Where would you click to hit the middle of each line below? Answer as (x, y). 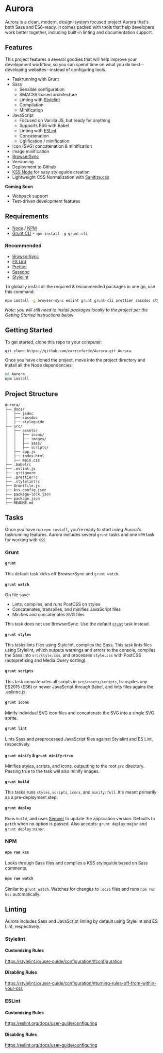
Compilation (31, 104)
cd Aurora (15, 374)
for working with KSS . (26, 539)
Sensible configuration (42, 89)
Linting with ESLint (38, 130)
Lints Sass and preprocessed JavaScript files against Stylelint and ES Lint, (79, 739)
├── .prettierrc (21, 477)
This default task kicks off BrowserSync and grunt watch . (62, 573)
